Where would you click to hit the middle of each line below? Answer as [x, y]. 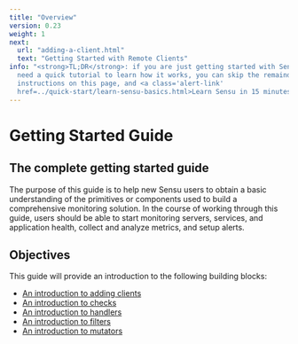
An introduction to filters [66, 322]
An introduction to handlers [72, 312]
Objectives [40, 255]
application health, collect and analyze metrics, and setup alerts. [127, 227]
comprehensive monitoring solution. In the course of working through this [144, 208]
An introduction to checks [69, 303]
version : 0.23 [35, 26]
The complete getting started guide [110, 168]
